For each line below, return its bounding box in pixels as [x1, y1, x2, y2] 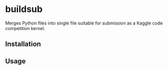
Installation [5, 40, 41, 48]
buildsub [5, 3, 43, 15]
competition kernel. [5, 25, 45, 31]
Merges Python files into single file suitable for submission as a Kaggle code [5, 20, 163, 26]
